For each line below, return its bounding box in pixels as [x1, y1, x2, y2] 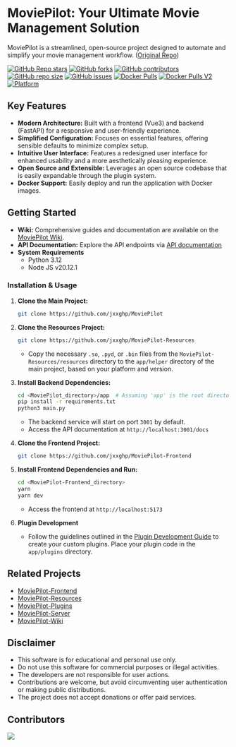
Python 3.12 [27, 256, 62, 264]
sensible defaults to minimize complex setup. [17, 141, 149, 150]
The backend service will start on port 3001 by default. [27, 418, 186, 426]
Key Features [7, 100, 67, 112]
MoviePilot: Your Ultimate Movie [7, 5, 199, 21]
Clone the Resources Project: [17, 323, 106, 331]
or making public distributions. [17, 686, 106, 694]
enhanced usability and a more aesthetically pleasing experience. [17, 156, 208, 165]
